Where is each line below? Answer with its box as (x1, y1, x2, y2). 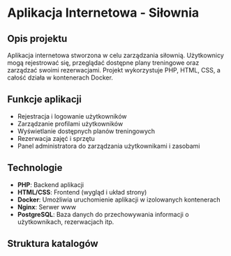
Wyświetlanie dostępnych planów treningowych (17, 127, 156, 135)
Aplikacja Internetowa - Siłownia (7, 5, 200, 21)
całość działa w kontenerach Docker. (7, 73, 114, 82)
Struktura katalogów (7, 238, 99, 250)
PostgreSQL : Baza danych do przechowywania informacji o (17, 210, 190, 218)
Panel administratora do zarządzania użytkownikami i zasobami (17, 142, 200, 150)
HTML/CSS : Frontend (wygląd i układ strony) (17, 188, 147, 196)
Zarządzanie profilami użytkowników (17, 119, 124, 128)
